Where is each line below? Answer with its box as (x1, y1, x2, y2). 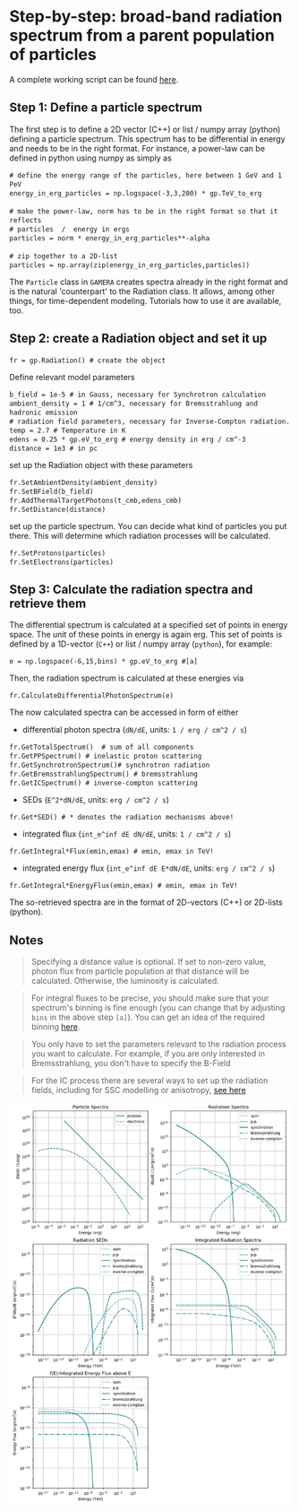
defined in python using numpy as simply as (9, 152, 172, 163)
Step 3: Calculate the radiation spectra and (9, 581, 253, 597)
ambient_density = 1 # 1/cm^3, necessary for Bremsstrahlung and (9, 399, 258, 408)
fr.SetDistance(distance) (9, 505, 106, 514)
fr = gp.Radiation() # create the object (9, 356, 167, 365)
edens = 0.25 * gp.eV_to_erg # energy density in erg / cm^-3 (9, 435, 246, 444)
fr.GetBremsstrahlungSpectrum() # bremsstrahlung (9, 769, 199, 779)
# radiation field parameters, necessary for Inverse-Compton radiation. (9, 417, 291, 426)
